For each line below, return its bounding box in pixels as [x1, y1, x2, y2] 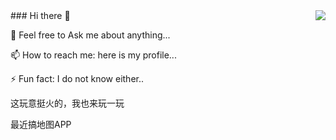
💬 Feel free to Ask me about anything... [10, 29, 171, 41]
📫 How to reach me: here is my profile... [10, 49, 177, 61]
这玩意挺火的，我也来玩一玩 [10, 97, 125, 109]
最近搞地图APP [10, 119, 72, 130]
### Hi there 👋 [10, 10, 71, 21]
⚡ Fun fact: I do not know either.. [10, 73, 145, 84]
